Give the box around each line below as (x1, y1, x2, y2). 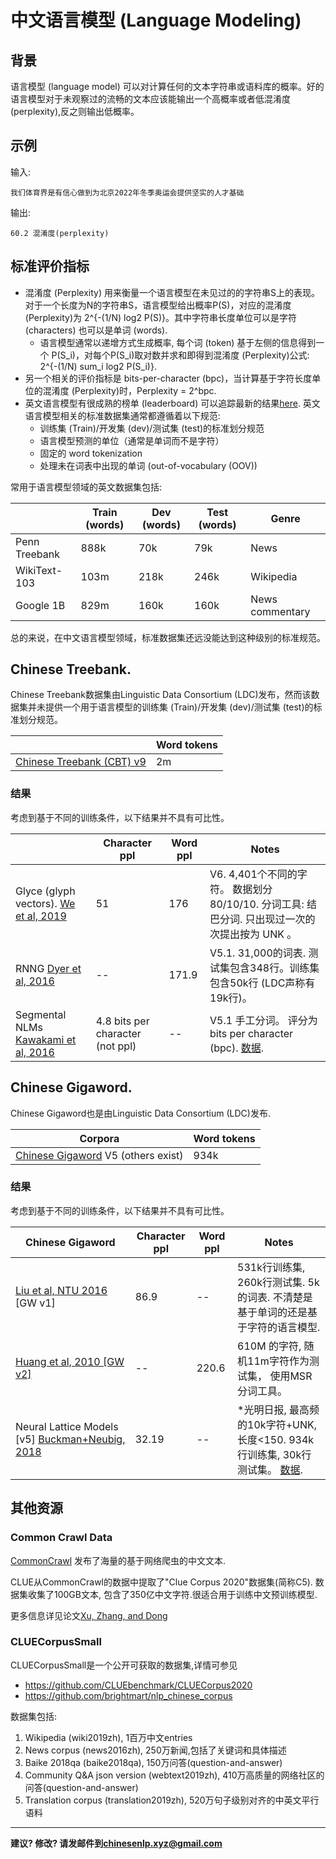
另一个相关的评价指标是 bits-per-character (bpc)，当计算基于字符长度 (24, 372, 313, 384)
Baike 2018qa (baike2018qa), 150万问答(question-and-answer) (24, 1756, 283, 1768)
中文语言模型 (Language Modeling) (10, 9, 302, 32)
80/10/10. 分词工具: (209, 897, 305, 911)
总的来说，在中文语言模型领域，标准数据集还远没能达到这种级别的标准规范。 (10, 631, 326, 643)
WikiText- (15, 563, 63, 577)
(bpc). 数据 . (209, 1041, 265, 1055)
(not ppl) (95, 1039, 137, 1053)
